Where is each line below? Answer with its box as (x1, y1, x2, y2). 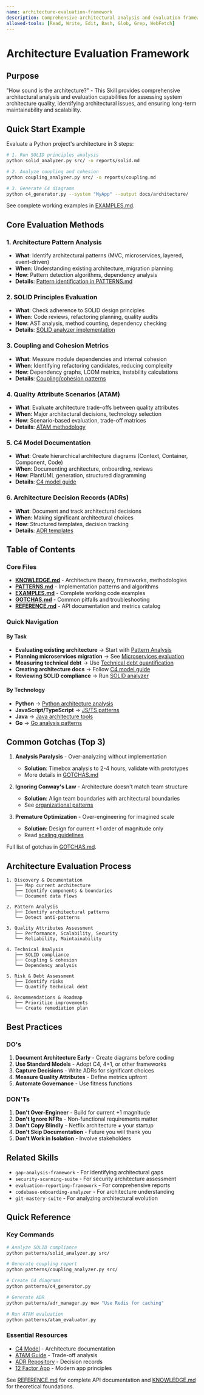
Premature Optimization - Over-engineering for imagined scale (15, 813, 175, 821)
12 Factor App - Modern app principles (15, 1364, 112, 1372)
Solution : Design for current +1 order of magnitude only (24, 825, 164, 832)
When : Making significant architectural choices (15, 513, 134, 521)
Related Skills (6, 1152, 59, 1163)
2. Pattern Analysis (6, 904, 59, 910)
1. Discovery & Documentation (6, 877, 83, 883)
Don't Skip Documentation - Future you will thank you (15, 1129, 152, 1136)
